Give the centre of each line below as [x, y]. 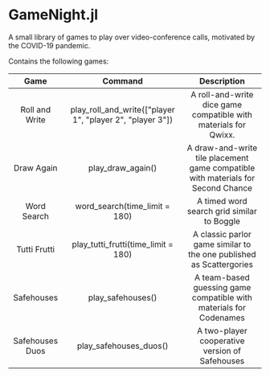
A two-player [222, 330]
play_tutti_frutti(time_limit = [123, 244]
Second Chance [222, 188]
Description [222, 80]
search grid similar [222, 211]
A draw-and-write [222, 148]
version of [222, 350]
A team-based [222, 277]
